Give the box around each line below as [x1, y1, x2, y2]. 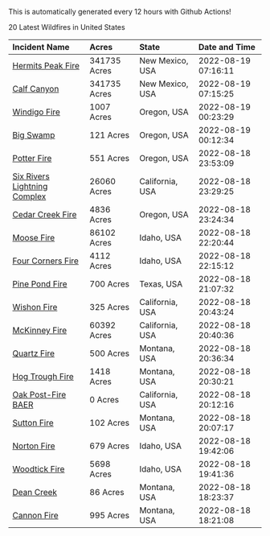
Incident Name [12, 42, 70, 52]
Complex [12, 191, 47, 202]
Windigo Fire [12, 106, 60, 118]
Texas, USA [139, 278, 183, 289]
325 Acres [89, 302, 130, 312]
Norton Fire [12, 440, 55, 451]
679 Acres [89, 440, 130, 451]
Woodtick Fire [12, 464, 65, 474]
